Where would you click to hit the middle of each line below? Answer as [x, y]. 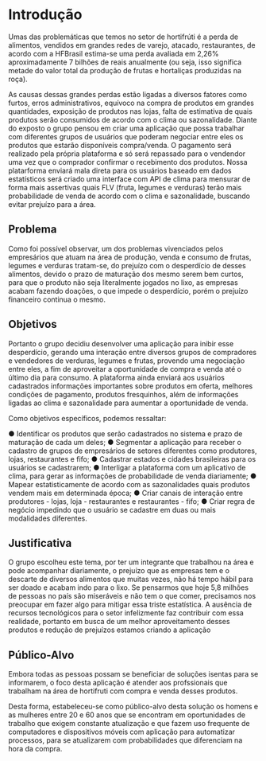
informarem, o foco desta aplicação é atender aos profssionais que [118, 683]
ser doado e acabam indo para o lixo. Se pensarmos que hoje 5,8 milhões [128, 587]
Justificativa [40, 543]
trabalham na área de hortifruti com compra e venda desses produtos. [123, 691]
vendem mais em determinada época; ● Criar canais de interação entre [126, 493]
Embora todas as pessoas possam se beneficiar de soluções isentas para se [133, 674]
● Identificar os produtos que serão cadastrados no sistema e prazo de [125, 433]
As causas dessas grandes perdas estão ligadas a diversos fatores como [128, 94]
